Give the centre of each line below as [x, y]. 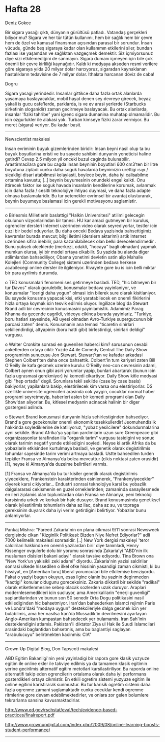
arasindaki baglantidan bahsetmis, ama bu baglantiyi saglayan [68, 629]
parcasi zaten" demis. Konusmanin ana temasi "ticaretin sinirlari [69, 324]
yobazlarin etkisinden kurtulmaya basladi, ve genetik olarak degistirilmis [78, 448]
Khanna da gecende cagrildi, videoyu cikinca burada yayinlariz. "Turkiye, [79, 314]
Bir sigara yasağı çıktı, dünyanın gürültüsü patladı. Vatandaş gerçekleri [76, 32]
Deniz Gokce [18, 23]
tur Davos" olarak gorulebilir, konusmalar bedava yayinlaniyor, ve [71, 288]
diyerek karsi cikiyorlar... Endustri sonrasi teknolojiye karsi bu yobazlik [76, 484]
